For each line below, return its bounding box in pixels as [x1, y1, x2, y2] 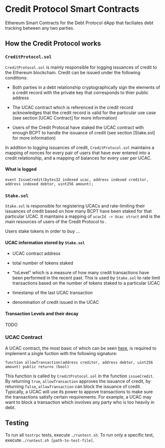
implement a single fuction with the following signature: [5, 350, 117, 356]
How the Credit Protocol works [5, 40, 101, 48]
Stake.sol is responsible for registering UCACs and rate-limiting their [5, 203, 145, 209]
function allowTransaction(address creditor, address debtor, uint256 [5, 360, 153, 365]
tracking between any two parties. [5, 25, 75, 31]
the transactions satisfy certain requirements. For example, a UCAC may [5, 394, 152, 400]
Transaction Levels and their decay [5, 310, 79, 317]
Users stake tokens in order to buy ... [5, 228, 80, 234]
